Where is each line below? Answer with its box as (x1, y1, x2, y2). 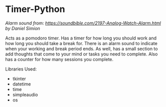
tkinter (12, 75, 26, 81)
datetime (12, 81, 31, 87)
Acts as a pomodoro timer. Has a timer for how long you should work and (5, 35, 157, 41)
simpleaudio (12, 91, 38, 97)
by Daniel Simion (5, 25, 40, 31)
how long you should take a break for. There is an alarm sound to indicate (5, 40, 157, 46)
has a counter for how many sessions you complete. (5, 56, 114, 62)
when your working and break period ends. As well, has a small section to (5, 45, 158, 51)
